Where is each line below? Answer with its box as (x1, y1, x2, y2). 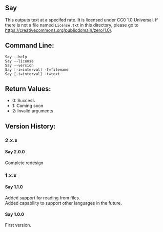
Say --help (5, 54, 27, 59)
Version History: (5, 122, 56, 130)
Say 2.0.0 (5, 149, 25, 155)
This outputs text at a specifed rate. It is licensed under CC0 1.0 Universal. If (5, 17, 158, 22)
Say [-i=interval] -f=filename (5, 67, 69, 72)
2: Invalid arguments (12, 108, 54, 114)
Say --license (5, 59, 34, 63)
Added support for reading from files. (5, 195, 81, 201)
